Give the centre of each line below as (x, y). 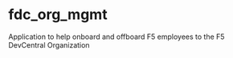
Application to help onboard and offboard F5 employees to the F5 (117, 37)
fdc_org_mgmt (58, 15)
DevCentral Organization (49, 44)
